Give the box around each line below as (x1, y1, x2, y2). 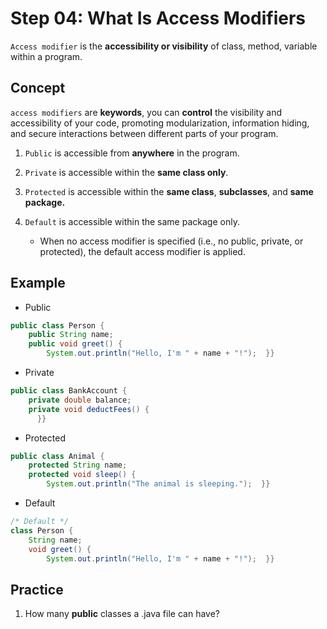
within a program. (10, 50, 83, 62)
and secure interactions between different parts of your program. (10, 127, 279, 139)
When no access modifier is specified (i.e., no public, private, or (39, 235, 304, 247)
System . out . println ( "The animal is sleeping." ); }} (46, 479, 271, 489)
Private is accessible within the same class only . (24, 166, 229, 178)
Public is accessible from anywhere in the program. (24, 147, 240, 159)
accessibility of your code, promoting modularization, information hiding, (10, 117, 310, 129)
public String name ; (28, 330, 114, 340)
